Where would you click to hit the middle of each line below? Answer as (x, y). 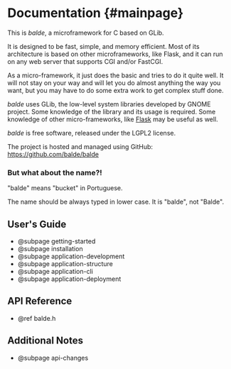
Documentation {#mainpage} (96, 13)
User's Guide (37, 224)
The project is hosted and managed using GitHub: (80, 146)
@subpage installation (50, 249)
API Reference (40, 301)
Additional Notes (45, 341)
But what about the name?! (55, 172)
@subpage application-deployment (69, 279)
